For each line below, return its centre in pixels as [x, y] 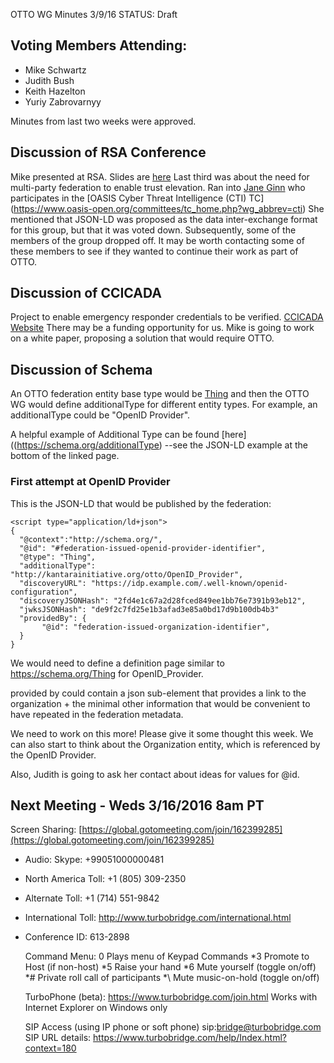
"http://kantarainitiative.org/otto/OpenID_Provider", [127, 574]
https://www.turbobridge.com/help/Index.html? [190, 1038]
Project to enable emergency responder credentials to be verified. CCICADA [167, 317]
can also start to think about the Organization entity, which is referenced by [165, 744]
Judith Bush [49, 80]
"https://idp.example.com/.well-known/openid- [189, 583]
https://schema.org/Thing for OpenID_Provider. [107, 673]
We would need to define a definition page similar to [117, 663]
